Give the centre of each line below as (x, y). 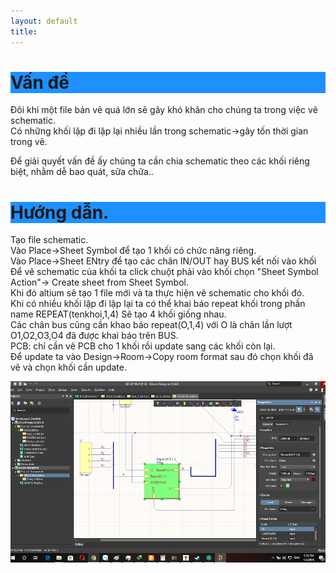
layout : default (44, 21)
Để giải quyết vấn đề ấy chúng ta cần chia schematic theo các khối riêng (160, 161)
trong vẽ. (29, 142)
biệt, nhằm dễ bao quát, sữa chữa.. (82, 172)
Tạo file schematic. (49, 240)
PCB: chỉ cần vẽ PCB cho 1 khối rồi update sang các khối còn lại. (143, 346)
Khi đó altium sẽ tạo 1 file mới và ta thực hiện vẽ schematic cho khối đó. (157, 293)
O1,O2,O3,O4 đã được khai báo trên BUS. (94, 336)
